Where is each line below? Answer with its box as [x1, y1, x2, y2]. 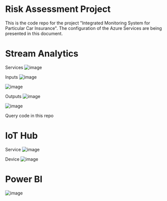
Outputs [5, 93, 22, 99]
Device [5, 156, 20, 162]
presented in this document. [5, 30, 63, 36]
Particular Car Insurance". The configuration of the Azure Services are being [5, 25, 162, 31]
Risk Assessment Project [5, 3, 111, 15]
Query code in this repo [5, 112, 54, 118]
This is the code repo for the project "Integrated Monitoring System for [5, 20, 151, 26]
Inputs [5, 74, 18, 80]
